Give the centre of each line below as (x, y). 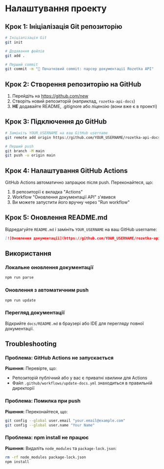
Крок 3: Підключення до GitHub (56, 122)
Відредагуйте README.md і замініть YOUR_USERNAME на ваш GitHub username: (81, 229)
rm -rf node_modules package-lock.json (46, 457)
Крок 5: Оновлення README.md (56, 218)
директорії (23, 388)
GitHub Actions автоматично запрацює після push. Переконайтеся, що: (79, 182)
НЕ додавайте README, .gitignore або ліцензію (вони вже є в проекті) (85, 107)
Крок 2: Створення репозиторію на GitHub (73, 84)
